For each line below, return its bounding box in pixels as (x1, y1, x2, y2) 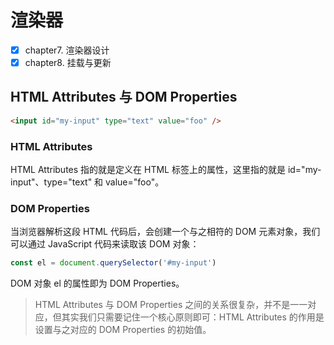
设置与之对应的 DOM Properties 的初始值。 (34, 324, 212, 336)
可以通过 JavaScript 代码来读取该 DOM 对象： (10, 238, 200, 250)
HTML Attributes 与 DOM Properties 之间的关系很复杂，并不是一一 (34, 299, 308, 311)
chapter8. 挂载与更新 (24, 57, 112, 68)
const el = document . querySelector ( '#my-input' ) (10, 258, 217, 268)
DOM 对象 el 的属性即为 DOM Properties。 (10, 277, 185, 290)
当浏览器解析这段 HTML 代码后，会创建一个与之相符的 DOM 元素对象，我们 (10, 226, 321, 238)
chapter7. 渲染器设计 (24, 44, 110, 56)
